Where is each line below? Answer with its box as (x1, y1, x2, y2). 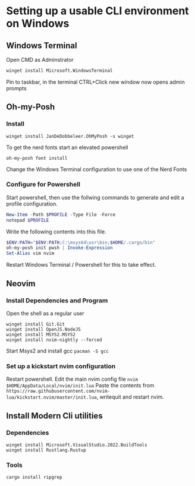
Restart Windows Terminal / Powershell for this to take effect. (6, 261, 156, 269)
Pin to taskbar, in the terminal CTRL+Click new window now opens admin (6, 78, 185, 86)
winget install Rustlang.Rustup (6, 447, 86, 453)
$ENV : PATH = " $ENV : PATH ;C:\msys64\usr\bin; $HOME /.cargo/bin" (6, 239, 156, 245)
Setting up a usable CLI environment (6, 4, 189, 18)
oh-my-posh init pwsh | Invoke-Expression (6, 245, 113, 251)
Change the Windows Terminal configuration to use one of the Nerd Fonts (6, 165, 187, 173)
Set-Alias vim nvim (6, 251, 55, 257)
